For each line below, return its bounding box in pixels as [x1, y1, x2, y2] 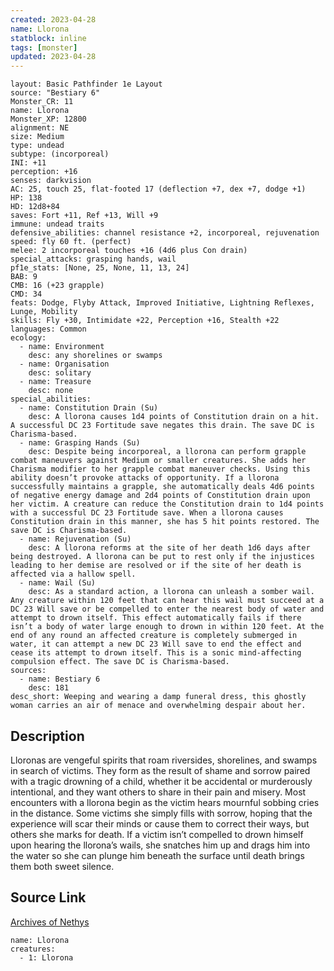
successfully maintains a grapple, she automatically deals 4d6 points [10, 482, 315, 492]
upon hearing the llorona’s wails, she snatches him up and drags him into [10, 839, 311, 851]
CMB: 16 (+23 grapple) [10, 281, 105, 291]
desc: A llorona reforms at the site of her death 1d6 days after [28, 543, 311, 553]
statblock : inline [10, 33, 87, 43]
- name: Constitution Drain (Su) [19, 403, 159, 413]
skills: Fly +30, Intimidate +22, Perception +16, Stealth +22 [10, 316, 280, 326]
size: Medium [10, 132, 65, 142]
